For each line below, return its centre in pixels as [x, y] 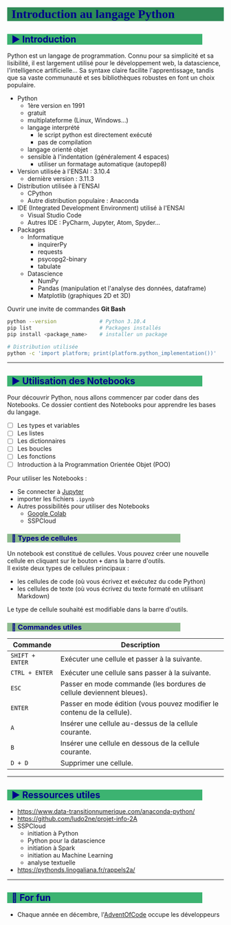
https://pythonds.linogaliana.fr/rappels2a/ [76, 869]
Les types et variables [48, 426]
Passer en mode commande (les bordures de [133, 684]
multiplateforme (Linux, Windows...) [78, 120]
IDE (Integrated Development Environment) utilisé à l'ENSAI [101, 208]
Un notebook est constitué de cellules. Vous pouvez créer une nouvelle [108, 553]
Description [140, 645]
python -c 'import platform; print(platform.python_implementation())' [112, 353]
